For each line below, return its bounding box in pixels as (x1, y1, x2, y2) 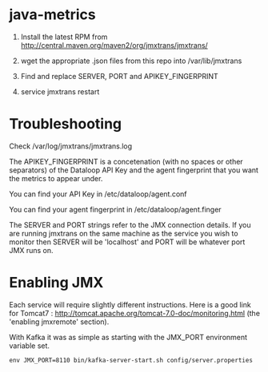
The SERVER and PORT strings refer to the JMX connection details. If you (9, 220, 251, 229)
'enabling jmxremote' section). (9, 317, 110, 326)
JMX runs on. (9, 245, 54, 255)
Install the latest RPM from (20, 32, 108, 42)
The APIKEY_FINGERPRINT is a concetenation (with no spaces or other (9, 156, 243, 166)
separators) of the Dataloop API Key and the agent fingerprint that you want (9, 165, 259, 175)
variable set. (9, 341, 50, 350)
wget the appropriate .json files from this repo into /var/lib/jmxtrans (20, 56, 242, 65)
